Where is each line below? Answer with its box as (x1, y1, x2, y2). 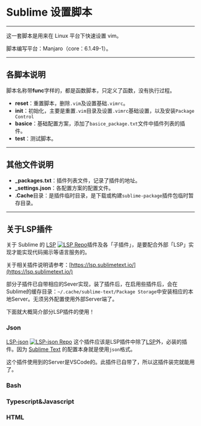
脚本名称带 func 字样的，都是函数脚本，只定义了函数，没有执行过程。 (6, 86, 175, 94)
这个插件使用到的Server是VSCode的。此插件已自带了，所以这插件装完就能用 (6, 358, 195, 365)
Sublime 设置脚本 (6, 5, 93, 19)
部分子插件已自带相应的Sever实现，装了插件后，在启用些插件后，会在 (6, 280, 178, 288)
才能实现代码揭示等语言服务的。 (11, 248, 90, 256)
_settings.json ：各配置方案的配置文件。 (14, 184, 114, 191)
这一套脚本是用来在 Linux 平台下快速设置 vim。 (6, 32, 122, 39)
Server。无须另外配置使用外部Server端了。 (11, 295, 118, 303)
